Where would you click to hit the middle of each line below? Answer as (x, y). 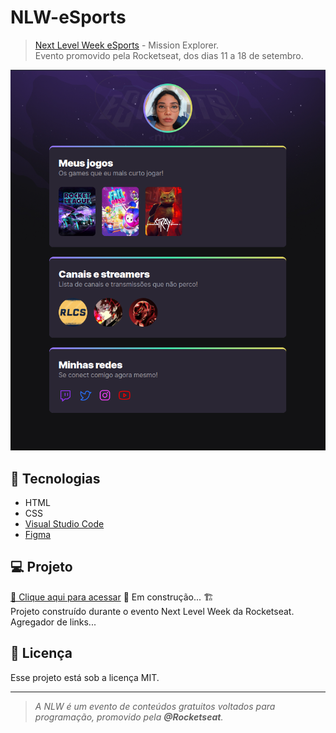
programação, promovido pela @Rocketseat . (129, 717)
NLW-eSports (68, 17)
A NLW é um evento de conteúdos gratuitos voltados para (155, 706)
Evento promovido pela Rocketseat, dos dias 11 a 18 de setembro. (169, 55)
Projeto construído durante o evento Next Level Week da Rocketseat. (152, 611)
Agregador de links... (53, 622)
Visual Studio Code (64, 523)
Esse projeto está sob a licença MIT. (85, 677)
